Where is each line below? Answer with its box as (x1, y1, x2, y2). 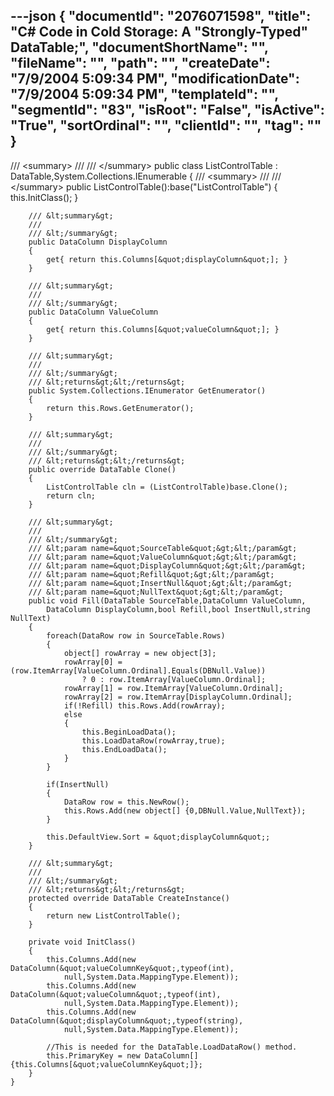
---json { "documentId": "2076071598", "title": (10, 8, 312, 25)
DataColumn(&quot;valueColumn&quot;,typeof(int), (10, 989, 222, 999)
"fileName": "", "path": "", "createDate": (10, 55, 271, 72)
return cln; (46, 490, 97, 501)
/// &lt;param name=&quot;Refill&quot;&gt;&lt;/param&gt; (28, 569, 275, 579)
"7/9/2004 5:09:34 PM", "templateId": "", (10, 86, 279, 103)
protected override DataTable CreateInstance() (28, 893, 230, 903)
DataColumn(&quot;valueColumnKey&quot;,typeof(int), (10, 963, 235, 973)
